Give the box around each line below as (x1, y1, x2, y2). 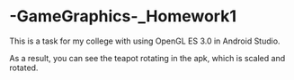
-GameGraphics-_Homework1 (9, 6, 236, 27)
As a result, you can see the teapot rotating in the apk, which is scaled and (9, 52, 286, 63)
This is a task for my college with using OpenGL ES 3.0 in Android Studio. (9, 36, 281, 46)
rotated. (9, 62, 39, 73)
